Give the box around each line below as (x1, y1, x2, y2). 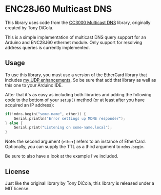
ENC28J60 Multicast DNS (5, 3, 112, 15)
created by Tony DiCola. (5, 24, 54, 30)
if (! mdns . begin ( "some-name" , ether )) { (5, 111, 86, 116)
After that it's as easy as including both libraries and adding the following (5, 91, 152, 97)
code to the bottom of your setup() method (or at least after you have (5, 97, 145, 103)
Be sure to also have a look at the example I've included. (5, 153, 119, 159)
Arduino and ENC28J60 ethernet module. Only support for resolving (5, 39, 142, 45)
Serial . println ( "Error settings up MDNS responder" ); (14, 116, 125, 121)
